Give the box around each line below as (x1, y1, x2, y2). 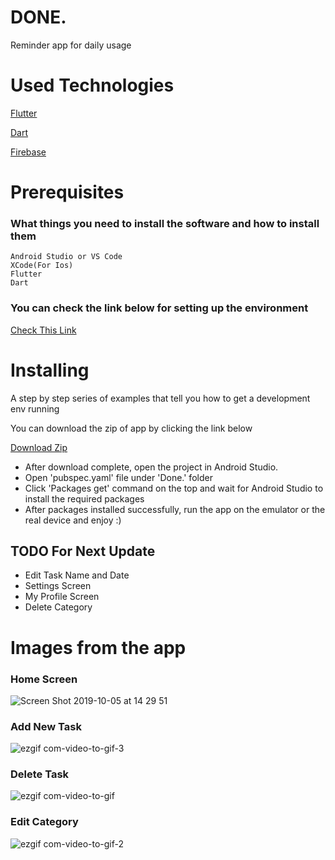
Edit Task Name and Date (24, 569, 130, 581)
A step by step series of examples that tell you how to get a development (10, 392, 311, 404)
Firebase (10, 146, 47, 158)
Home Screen (10, 672, 78, 686)
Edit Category (10, 815, 79, 829)
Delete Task (10, 767, 70, 781)
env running (10, 402, 60, 415)
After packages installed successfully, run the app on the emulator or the (24, 503, 326, 515)
